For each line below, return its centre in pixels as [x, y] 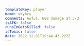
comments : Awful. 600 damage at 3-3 [42, 18]
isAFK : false [18, 23]
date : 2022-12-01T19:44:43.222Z [38, 36]
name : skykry [18, 14]
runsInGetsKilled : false [30, 27]
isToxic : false [20, 32]
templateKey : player [26, 9]
